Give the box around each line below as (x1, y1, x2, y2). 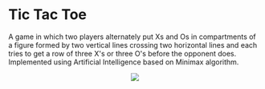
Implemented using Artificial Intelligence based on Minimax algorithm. (8, 57, 239, 67)
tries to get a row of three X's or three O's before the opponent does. (8, 48, 237, 58)
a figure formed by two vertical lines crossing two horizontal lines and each (8, 40, 258, 49)
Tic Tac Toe (8, 6, 87, 24)
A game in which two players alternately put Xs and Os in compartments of (8, 32, 257, 41)
